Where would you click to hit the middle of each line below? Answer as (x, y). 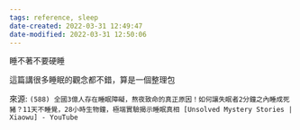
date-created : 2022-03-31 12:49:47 (76, 26)
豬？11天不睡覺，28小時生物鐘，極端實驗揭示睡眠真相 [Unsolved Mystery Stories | (151, 110)
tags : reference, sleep (54, 17)
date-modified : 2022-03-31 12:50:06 (78, 34)
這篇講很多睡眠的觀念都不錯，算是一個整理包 (92, 80)
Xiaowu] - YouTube (44, 117)
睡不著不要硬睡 (37, 61)
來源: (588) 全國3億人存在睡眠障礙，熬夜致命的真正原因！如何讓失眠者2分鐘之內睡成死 (150, 99)
